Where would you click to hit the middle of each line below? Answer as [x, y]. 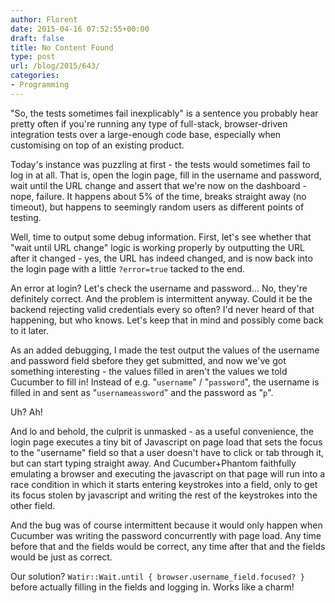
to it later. [29, 330]
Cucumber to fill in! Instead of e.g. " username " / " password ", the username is [165, 382]
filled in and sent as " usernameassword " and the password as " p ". [142, 392]
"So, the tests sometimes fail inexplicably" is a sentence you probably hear [164, 113]
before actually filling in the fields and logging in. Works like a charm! [152, 587]
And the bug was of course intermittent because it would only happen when [166, 525]
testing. [26, 217]
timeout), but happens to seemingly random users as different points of [157, 207]
